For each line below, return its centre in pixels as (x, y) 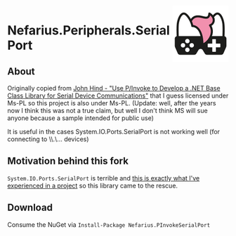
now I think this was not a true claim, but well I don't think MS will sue (108, 111)
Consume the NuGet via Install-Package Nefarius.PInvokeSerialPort (109, 224)
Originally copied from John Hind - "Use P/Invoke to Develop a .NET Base (114, 88)
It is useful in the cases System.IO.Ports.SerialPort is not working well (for (113, 132)
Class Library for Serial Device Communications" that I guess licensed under (118, 96)
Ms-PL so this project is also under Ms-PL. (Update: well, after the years (112, 103)
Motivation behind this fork (68, 161)
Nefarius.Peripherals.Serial (88, 31)
